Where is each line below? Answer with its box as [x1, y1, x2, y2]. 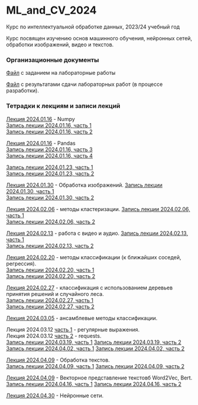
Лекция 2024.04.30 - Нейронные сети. [6, 392, 104, 399]
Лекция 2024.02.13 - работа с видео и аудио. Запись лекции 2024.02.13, [6, 229, 188, 237]
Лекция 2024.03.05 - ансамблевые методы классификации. [6, 314, 158, 321]
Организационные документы [6, 56, 99, 64]
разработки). [6, 87, 40, 94]
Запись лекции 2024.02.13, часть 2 [6, 242, 94, 249]
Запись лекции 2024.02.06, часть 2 [6, 218, 96, 225]
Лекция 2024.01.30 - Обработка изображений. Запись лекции [6, 181, 163, 189]
